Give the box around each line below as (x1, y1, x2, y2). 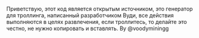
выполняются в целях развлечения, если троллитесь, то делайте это (6, 18, 187, 25)
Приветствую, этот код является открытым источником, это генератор (6, 6, 193, 12)
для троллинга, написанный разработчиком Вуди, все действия (6, 12, 174, 19)
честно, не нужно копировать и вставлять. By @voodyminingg (6, 25, 170, 32)
